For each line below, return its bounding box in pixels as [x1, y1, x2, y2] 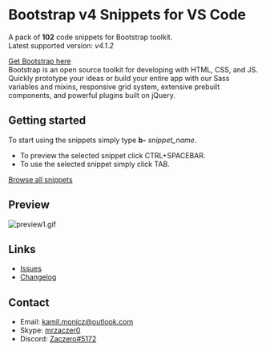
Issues [19, 263, 42, 274]
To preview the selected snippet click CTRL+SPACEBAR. [19, 150, 206, 160]
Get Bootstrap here [8, 56, 71, 66]
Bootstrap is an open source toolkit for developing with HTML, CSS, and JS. [8, 64, 259, 74]
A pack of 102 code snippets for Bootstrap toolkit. [8, 32, 173, 42]
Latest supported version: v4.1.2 [8, 40, 115, 50]
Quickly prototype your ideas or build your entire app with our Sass [8, 73, 230, 83]
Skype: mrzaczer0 [19, 325, 81, 335]
